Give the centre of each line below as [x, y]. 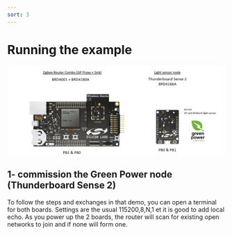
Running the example [70, 50]
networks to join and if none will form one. [67, 224]
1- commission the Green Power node [90, 174]
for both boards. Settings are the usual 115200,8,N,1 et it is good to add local [116, 209]
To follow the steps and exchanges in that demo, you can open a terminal [112, 202]
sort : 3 [18, 15]
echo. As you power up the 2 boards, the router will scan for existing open [113, 217]
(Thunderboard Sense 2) [62, 185]
